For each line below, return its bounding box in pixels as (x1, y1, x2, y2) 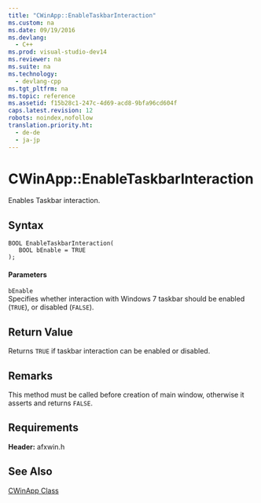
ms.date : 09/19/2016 (8, 26, 76, 34)
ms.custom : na (8, 19, 55, 27)
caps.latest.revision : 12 (8, 107, 93, 115)
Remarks (8, 369, 53, 383)
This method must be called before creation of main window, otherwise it (8, 390, 245, 400)
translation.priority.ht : (8, 121, 93, 129)
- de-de (15, 128, 41, 136)
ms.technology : (8, 70, 58, 78)
